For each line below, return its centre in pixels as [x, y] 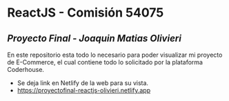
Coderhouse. [26, 70]
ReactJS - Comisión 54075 [86, 13]
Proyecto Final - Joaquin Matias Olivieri [94, 38]
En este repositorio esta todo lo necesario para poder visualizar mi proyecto [115, 55]
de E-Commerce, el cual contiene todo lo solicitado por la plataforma [105, 62]
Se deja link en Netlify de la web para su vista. [83, 83]
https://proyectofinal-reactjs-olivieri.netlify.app [84, 90]
